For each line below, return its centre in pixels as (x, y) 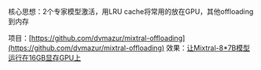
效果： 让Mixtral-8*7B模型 (208, 48)
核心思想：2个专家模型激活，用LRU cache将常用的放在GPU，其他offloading (131, 11)
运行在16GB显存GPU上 (44, 58)
